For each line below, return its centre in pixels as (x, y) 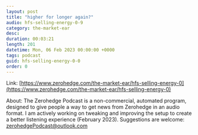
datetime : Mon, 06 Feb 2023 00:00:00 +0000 (61, 50)
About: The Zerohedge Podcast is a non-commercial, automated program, (96, 101)
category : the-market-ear (38, 28)
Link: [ (14, 83)
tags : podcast (24, 55)
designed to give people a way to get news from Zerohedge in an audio (93, 107)
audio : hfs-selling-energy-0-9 (45, 22)
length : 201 (21, 45)
